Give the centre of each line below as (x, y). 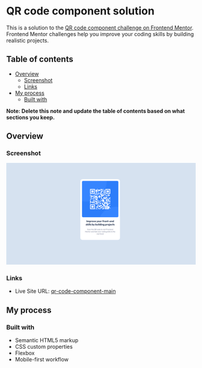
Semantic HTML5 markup (47, 340)
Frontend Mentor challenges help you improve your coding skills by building (100, 34)
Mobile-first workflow (42, 360)
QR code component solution (81, 11)
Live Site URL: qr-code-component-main (65, 291)
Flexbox (25, 353)
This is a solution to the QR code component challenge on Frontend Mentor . (100, 28)
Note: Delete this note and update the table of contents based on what (96, 111)
